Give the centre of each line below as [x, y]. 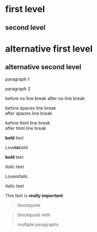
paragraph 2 [18, 88]
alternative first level [49, 49]
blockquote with [34, 215]
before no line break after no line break [45, 98]
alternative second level [43, 67]
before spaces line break [31, 108]
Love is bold [17, 147]
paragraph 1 [17, 79]
